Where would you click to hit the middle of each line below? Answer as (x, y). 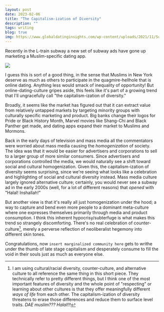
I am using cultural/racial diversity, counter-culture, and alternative (79, 268)
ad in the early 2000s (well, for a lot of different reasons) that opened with (80, 187)
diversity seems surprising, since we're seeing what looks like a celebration (81, 171)
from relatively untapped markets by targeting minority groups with (72, 110)
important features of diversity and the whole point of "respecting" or (82, 284)
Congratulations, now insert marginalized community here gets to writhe (79, 243)
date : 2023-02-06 (23, 14)
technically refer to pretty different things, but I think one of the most (81, 278)
